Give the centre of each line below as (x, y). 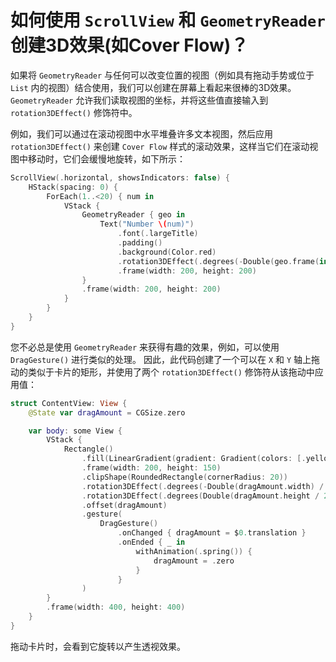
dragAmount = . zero (194, 561)
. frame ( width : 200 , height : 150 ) (151, 468)
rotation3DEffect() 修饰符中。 (74, 112)
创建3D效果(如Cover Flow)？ (129, 45)
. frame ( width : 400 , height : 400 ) (116, 607)
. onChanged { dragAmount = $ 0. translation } (212, 533)
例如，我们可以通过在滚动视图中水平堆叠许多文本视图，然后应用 (141, 133)
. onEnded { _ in (151, 542)
